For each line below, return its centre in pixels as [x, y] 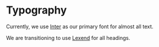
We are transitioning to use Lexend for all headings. [68, 38]
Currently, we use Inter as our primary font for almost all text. [80, 26]
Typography [37, 10]
